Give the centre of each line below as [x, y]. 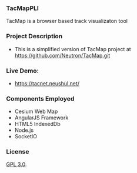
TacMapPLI [23, 8]
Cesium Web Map [36, 112]
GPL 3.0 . [16, 164]
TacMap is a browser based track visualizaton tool [67, 21]
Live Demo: [23, 71]
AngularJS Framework [41, 118]
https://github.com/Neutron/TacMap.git [62, 55]
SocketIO [26, 137]
